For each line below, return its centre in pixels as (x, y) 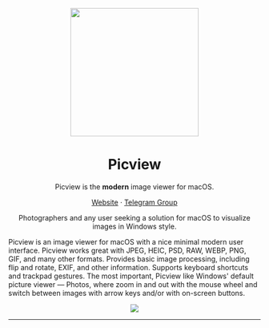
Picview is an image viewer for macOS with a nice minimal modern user (126, 241)
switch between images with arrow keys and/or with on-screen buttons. (127, 293)
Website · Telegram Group (134, 202)
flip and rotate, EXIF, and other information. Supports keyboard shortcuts (128, 267)
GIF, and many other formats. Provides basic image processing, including (129, 259)
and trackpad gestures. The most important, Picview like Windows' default (131, 276)
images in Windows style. (134, 226)
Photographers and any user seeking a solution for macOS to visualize (134, 217)
